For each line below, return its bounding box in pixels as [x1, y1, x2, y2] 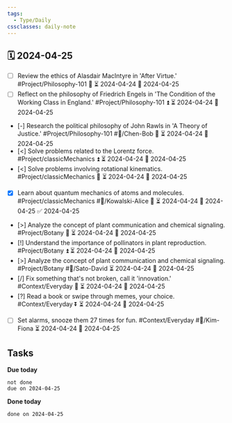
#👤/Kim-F [195, 316, 220, 324]
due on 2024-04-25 [7, 385, 60, 392]
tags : [7, 10, 23, 17]
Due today [7, 366, 38, 374]
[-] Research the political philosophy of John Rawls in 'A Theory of [17, 122, 208, 130]
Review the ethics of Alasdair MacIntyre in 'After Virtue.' [17, 72, 177, 80]
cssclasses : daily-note [7, 23, 76, 30]
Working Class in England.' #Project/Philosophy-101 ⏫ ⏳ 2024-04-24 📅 [17, 98, 219, 106]
